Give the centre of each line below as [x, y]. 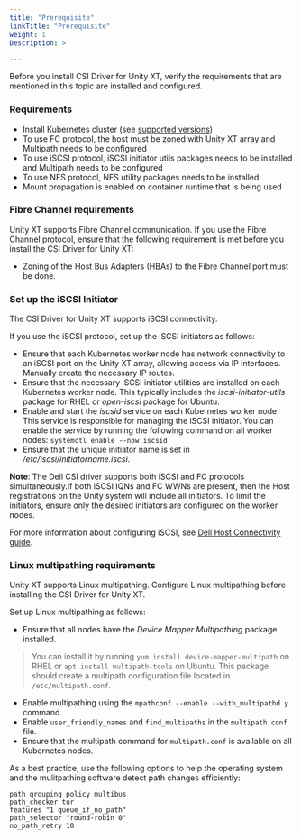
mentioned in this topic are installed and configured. [106, 86]
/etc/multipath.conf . [71, 686]
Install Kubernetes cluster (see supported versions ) [118, 129]
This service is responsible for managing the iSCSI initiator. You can [148, 421]
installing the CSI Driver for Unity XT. [78, 595]
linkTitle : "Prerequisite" [60, 26]
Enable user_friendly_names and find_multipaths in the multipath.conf [155, 722]
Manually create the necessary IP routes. [98, 373]
